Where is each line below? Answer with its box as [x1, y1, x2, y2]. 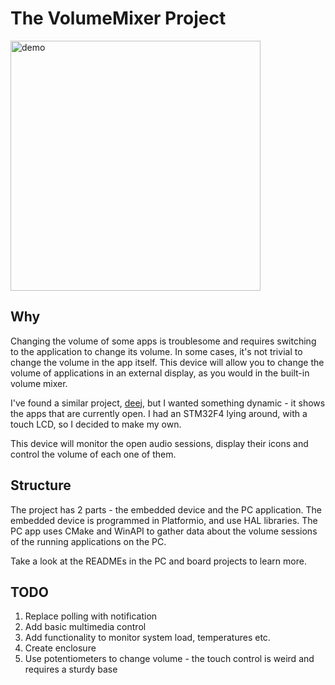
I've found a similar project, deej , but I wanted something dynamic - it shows [10, 397, 326, 409]
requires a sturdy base [24, 663, 118, 676]
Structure [10, 477, 72, 494]
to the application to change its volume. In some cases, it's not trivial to [10, 345, 303, 357]
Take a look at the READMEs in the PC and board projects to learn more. [10, 555, 307, 567]
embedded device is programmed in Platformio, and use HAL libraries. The [10, 514, 318, 526]
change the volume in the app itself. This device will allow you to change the [10, 356, 325, 368]
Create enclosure [24, 642, 97, 654]
